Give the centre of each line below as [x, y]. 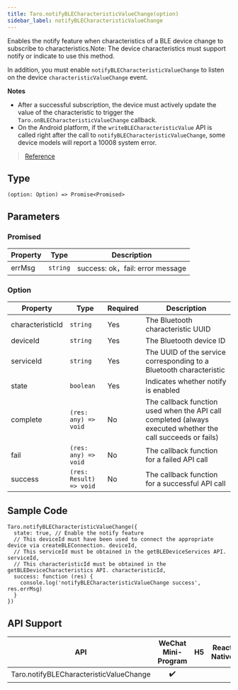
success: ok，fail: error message [131, 268]
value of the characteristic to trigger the [76, 112]
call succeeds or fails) [182, 437]
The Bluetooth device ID [186, 341]
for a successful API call [186, 483]
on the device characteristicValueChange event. [78, 77]
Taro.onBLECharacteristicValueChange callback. [87, 120]
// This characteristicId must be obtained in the [90, 564]
